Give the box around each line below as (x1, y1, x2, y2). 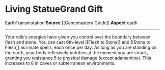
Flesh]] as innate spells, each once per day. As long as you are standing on (5, 44, 157, 50)
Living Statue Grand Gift (5, 3, 103, 15)
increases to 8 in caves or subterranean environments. (5, 60, 116, 66)
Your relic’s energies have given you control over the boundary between (5, 34, 151, 40)
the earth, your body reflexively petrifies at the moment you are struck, (5, 49, 148, 55)
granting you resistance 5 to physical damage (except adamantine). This (5, 55, 151, 61)
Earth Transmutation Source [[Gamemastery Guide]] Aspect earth (5, 20, 138, 26)
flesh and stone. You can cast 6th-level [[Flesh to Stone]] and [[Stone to (5, 39, 151, 45)
